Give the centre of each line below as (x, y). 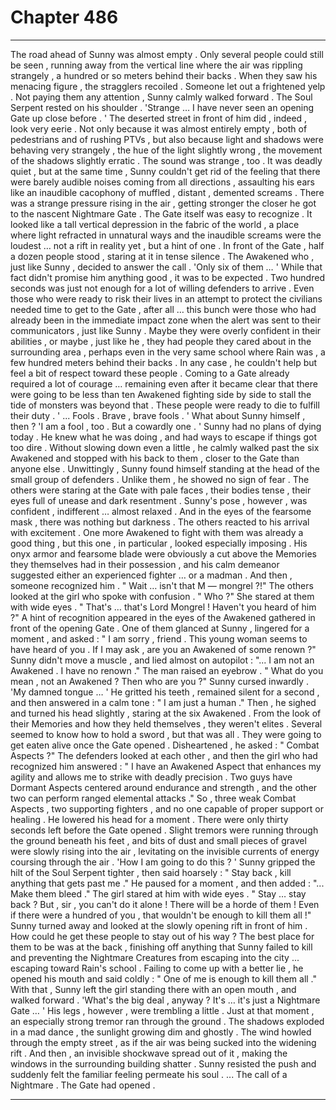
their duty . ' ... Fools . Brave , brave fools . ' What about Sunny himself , (158, 415)
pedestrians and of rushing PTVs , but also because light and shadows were (167, 139)
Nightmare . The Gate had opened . (83, 1085)
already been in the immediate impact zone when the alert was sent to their (165, 320)
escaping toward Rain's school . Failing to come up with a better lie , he (157, 968)
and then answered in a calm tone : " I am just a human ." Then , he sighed (163, 702)
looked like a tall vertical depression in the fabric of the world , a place (155, 224)
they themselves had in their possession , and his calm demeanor (145, 564)
